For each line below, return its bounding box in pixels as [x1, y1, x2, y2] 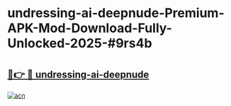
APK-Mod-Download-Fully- [7, 20, 172, 36]
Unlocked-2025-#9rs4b [7, 36, 152, 51]
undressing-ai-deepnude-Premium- [7, 5, 225, 21]
